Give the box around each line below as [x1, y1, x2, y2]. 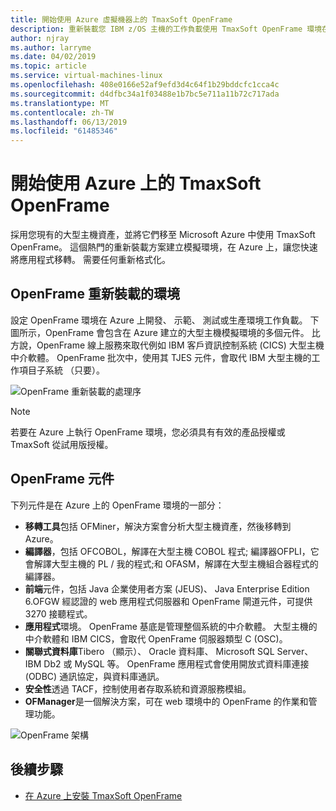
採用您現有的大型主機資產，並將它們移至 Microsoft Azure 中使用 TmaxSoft [10, 229, 316, 241]
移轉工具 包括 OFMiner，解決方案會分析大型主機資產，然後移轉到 [24, 520, 292, 532]
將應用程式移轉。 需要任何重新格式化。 [10, 254, 171, 266]
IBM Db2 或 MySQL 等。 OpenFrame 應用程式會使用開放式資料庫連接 [24, 657, 310, 670]
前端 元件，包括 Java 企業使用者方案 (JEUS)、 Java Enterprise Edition [24, 582, 310, 595]
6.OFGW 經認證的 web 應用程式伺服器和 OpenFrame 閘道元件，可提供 [24, 595, 313, 607]
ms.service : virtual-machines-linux [10, 71, 163, 81]
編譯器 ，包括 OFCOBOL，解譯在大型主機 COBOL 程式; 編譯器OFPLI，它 [24, 545, 320, 557]
